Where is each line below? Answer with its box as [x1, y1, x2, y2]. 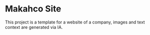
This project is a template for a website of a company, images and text [5, 19, 145, 25]
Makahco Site [5, 3, 61, 14]
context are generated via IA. [5, 24, 63, 30]
